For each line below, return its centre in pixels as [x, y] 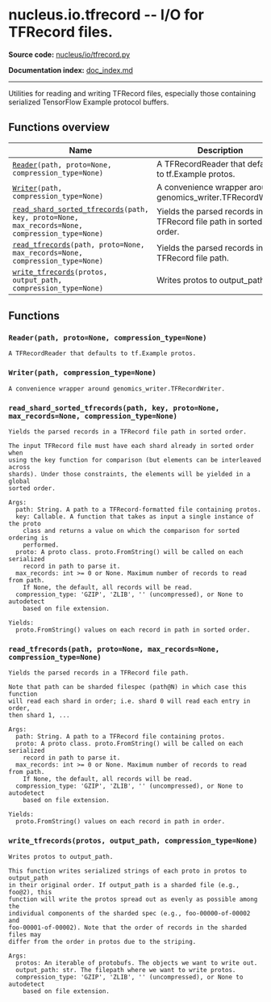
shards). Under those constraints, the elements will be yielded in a [129, 475]
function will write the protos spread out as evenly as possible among [133, 899]
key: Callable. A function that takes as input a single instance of [135, 517]
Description [220, 150]
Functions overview [59, 127]
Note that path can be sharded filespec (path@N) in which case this [128, 687]
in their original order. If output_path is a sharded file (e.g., [124, 885]
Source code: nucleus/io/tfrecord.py [69, 54]
